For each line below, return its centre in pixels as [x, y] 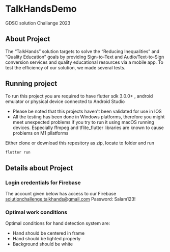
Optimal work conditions [36, 212]
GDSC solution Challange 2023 [38, 23]
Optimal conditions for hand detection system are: [58, 223]
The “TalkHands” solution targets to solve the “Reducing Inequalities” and [82, 51]
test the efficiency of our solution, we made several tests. [65, 67]
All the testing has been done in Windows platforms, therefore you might [89, 117]
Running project [31, 84]
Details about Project [39, 168]
